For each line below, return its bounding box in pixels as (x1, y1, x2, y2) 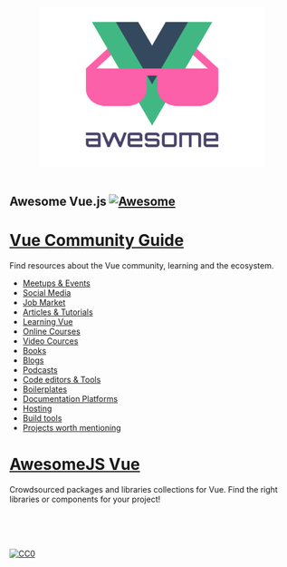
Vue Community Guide (9, 230, 184, 251)
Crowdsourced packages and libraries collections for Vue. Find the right (9, 484, 278, 494)
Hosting (22, 403, 53, 415)
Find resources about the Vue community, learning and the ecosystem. (9, 260, 274, 271)
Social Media (22, 288, 72, 298)
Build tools (22, 413, 62, 424)
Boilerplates (22, 384, 68, 395)
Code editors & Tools (22, 375, 101, 386)
